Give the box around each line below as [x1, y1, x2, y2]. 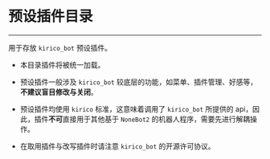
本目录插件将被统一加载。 [19, 59, 105, 69]
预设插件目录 [8, 7, 94, 26]
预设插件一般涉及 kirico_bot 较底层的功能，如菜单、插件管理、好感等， [19, 77, 258, 87]
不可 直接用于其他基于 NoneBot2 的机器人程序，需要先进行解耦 [47, 114, 251, 124]
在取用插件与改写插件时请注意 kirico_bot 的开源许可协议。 [19, 141, 215, 151]
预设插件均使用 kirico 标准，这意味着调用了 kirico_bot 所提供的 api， [19, 104, 253, 113]
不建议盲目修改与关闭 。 [19, 87, 98, 96]
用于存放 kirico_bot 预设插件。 [8, 43, 112, 52]
